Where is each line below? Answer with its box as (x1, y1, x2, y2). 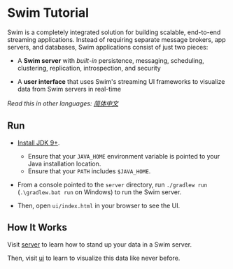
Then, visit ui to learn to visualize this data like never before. (7, 254, 181, 262)
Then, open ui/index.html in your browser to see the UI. (17, 201, 181, 210)
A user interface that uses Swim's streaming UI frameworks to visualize (17, 77, 225, 85)
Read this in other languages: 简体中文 (7, 99, 119, 108)
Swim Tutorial (7, 5, 90, 21)
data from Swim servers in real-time (17, 85, 121, 93)
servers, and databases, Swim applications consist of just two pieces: (7, 43, 209, 51)
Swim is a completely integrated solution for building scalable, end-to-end (7, 28, 221, 36)
